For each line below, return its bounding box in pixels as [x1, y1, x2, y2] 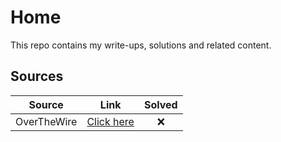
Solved [143, 97, 178, 111]
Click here [86, 114, 135, 128]
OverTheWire [15, 114, 78, 128]
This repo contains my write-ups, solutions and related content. [10, 39, 272, 51]
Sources [10, 68, 64, 85]
